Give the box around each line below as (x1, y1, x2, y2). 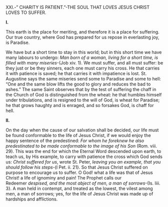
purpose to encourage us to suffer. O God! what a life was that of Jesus (5, 169, 153, 175)
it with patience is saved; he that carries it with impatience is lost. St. (5, 70, 147, 76)
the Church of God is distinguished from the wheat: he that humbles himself (5, 92, 162, 97)
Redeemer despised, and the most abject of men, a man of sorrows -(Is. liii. (5, 180, 160, 186)
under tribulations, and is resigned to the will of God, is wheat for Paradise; (5, 97, 160, 103)
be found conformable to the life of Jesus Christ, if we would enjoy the (5, 132, 151, 138)
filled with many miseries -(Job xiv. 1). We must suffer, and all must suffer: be (5, 60, 163, 65)
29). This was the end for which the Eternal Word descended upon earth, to (5, 148, 161, 154)
